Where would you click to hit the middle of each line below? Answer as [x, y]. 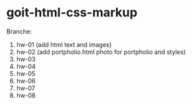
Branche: [19, 31]
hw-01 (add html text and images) [64, 44]
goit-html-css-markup [72, 13]
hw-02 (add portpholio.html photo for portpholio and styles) [101, 52]
